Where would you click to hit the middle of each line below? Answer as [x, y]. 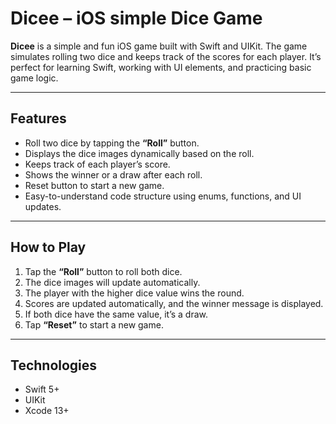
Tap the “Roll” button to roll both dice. [103, 271]
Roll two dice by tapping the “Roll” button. [112, 143]
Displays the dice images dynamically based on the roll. [139, 153]
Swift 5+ [42, 389]
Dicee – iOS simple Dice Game [136, 18]
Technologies [54, 365]
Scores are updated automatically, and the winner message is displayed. [174, 303]
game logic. [34, 78]
